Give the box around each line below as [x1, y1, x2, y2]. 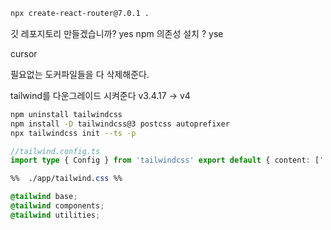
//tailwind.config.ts [10, 146, 101, 156]
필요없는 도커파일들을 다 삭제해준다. [10, 68, 150, 80]
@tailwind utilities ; [10, 210, 101, 220]
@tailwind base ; [10, 192, 78, 202]
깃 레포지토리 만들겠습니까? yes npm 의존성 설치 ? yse [10, 27, 224, 39]
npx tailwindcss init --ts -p [10, 128, 137, 138]
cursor [10, 47, 38, 59]
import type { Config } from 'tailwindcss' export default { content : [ [10, 155, 320, 166]
